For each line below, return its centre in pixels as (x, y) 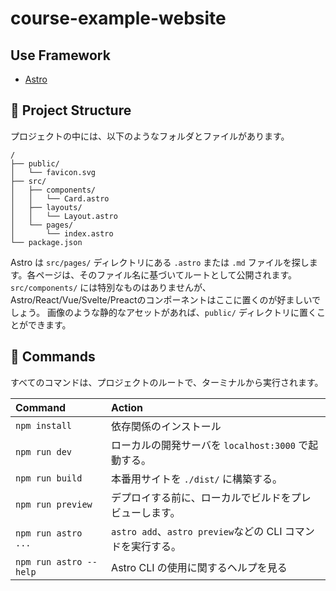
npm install (44, 425)
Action (127, 407)
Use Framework (60, 55)
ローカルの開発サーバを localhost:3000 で (210, 445)
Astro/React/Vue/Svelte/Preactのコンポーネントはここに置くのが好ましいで (166, 299)
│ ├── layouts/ (46, 207)
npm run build (49, 478)
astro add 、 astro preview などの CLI (197, 531)
